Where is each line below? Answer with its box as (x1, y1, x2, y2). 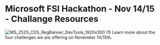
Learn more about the (112, 29, 156, 35)
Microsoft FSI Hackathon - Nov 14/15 (5, 3, 155, 14)
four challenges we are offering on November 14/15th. (5, 34, 112, 40)
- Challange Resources (5, 13, 99, 24)
